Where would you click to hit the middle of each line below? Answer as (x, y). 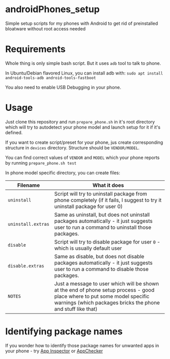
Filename (28, 185)
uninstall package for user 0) (88, 206)
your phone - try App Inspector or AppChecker (54, 351)
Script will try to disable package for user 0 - (107, 242)
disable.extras (26, 266)
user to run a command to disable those (101, 269)
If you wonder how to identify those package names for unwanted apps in (82, 345)
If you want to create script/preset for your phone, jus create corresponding (84, 142)
